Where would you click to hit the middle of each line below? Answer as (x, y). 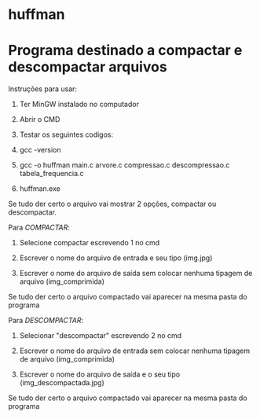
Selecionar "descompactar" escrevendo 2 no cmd (101, 336)
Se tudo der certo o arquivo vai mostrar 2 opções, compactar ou (112, 204)
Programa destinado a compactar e (125, 51)
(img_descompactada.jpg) (62, 383)
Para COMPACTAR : (39, 228)
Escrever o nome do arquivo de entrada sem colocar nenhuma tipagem (135, 351)
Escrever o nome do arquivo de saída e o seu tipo (100, 374)
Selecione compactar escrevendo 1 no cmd (90, 243)
